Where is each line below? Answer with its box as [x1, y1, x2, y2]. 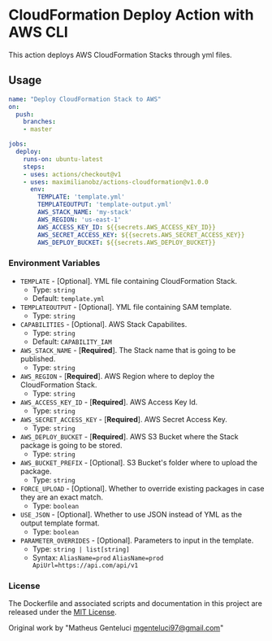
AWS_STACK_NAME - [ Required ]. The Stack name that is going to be [19, 345, 236, 355]
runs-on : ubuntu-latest [23, 155, 104, 164]
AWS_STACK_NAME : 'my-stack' [37, 208, 132, 216]
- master [23, 125, 53, 133]
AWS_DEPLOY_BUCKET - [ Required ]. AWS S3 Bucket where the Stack [19, 431, 240, 441]
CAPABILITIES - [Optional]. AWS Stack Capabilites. [19, 319, 188, 329]
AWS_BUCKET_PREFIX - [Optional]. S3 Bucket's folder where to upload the [19, 457, 258, 467]
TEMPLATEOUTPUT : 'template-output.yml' [37, 201, 173, 209]
